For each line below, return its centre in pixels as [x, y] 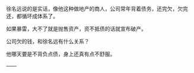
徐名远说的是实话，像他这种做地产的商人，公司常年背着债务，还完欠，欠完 [97, 9]
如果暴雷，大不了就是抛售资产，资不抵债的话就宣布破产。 [76, 29]
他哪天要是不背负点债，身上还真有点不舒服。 [61, 54]
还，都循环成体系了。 [32, 16]
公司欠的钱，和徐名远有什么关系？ [48, 41]
